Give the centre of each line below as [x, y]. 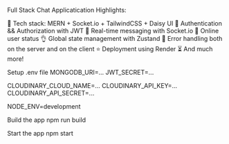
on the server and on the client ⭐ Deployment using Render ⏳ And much [110, 49]
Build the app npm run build [47, 120]
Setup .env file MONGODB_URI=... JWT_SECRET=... [81, 72]
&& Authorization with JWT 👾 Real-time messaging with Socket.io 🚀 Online [113, 31]
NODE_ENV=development [44, 106]
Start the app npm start [40, 133]
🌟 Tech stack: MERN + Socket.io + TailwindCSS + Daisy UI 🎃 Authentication [115, 23]
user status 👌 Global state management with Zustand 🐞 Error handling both [115, 38]
